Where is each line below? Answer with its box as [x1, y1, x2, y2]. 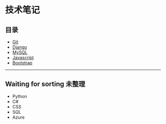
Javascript [12, 55, 34, 61]
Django [12, 44, 27, 50]
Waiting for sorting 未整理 [5, 80, 85, 89]
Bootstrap [12, 60, 33, 65]
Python [12, 93, 27, 99]
